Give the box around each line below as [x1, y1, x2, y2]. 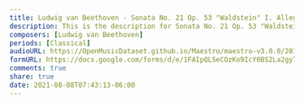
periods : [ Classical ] [9, 38, 91, 48]
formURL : [9, 55, 43, 64]
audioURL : [9, 47, 47, 56]
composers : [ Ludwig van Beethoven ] [9, 30, 144, 39]
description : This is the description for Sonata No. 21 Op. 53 [9, 22, 257, 31]
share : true [9, 72, 54, 81]
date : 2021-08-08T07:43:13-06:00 [9, 80, 136, 90]
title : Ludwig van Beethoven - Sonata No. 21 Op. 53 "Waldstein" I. [9, 13, 273, 23]
